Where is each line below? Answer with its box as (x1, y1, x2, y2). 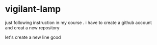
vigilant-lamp (5, 3, 61, 15)
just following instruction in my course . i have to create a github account (5, 20, 152, 25)
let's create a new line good (5, 34, 61, 40)
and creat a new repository (5, 24, 60, 30)
